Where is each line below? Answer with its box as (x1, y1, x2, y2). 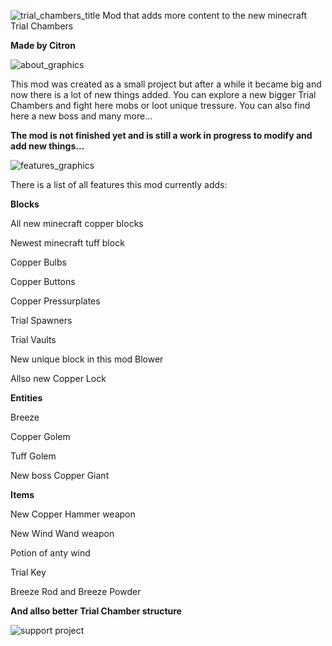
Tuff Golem (10, 450, 57, 462)
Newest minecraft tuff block (10, 237, 125, 249)
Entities (10, 392, 43, 404)
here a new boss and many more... (10, 110, 153, 122)
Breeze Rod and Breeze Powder (10, 586, 142, 597)
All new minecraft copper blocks (10, 218, 144, 229)
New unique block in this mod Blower (10, 353, 164, 365)
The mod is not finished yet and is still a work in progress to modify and (10, 130, 313, 141)
